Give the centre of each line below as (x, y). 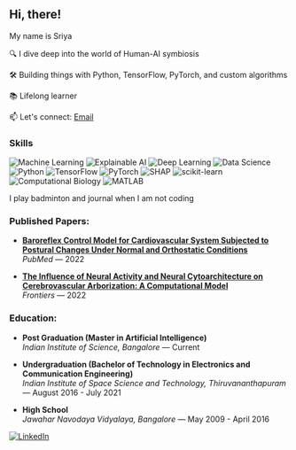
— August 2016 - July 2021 (71, 392)
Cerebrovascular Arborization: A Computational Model (125, 286)
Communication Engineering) (78, 373)
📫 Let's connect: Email (52, 116)
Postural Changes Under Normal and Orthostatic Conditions (135, 250)
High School (45, 409)
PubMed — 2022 (53, 260)
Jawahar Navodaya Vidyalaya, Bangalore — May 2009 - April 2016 (146, 419)
